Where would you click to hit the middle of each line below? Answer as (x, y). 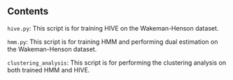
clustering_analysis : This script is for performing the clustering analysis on (117, 63)
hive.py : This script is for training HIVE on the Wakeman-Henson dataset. (113, 28)
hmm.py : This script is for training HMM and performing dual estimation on (113, 42)
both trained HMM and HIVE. (49, 70)
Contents (28, 11)
